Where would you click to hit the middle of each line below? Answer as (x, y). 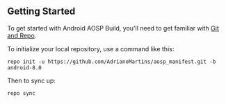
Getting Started (41, 11)
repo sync (22, 93)
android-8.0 (24, 68)
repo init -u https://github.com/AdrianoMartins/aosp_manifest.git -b (112, 62)
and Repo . (22, 35)
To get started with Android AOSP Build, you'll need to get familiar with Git (113, 28)
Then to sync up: (31, 80)
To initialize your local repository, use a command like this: (91, 49)
